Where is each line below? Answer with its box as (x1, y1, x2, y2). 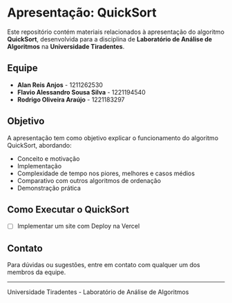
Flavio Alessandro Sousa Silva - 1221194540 (17, 88, 146, 96)
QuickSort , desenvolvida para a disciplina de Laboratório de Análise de (7, 35, 213, 43)
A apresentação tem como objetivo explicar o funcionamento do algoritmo (7, 133, 219, 142)
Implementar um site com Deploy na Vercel (17, 222, 140, 231)
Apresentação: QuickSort (7, 5, 157, 21)
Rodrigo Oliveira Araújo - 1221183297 (17, 95, 125, 104)
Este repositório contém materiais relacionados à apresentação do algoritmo (7, 28, 224, 36)
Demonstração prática (17, 184, 81, 192)
